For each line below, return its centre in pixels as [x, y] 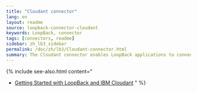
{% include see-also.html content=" [49, 71]
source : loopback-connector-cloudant [52, 28]
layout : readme [25, 22]
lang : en [17, 17]
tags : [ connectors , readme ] [40, 38]
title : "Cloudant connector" [42, 11]
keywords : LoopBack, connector [44, 33]
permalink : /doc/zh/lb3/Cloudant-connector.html [67, 49]
